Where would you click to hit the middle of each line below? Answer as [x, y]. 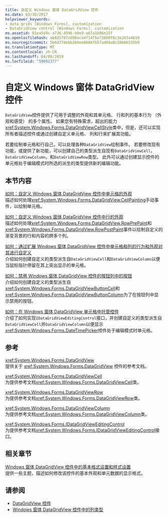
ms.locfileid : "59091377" [32, 61]
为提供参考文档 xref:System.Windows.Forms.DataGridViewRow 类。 [74, 398]
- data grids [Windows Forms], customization [53, 24]
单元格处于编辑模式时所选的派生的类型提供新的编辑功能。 [64, 163]
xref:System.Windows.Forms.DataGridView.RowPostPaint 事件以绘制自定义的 [84, 229]
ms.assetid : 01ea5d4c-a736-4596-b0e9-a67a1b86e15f [59, 33]
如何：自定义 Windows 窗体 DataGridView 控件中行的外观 [64, 217]
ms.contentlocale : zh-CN [31, 52]
